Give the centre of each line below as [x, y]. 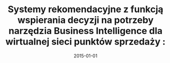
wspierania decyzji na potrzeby [86, 20]
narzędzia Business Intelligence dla [86, 31]
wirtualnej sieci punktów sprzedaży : [86, 42]
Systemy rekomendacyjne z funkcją [86, 9]
